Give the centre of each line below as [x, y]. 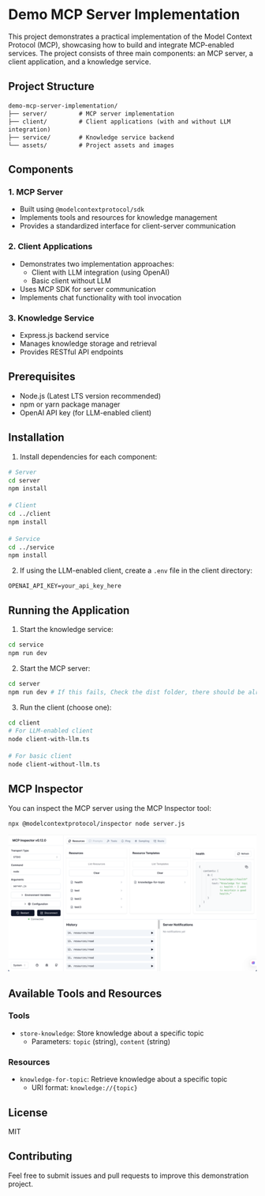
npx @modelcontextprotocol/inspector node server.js [97, 823]
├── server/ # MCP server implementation [91, 114]
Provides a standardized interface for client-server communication [128, 226]
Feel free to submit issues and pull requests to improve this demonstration [129, 1175]
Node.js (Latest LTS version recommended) [90, 396]
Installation [36, 438]
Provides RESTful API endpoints [71, 352]
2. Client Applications [50, 247]
